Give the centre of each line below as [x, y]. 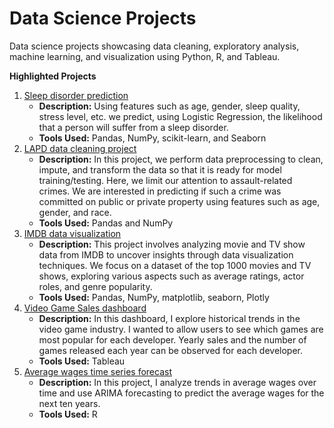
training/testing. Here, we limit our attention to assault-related [165, 180]
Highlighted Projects [53, 76]
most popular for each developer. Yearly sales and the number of [172, 339]
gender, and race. [75, 212]
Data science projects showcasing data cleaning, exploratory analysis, [154, 46]
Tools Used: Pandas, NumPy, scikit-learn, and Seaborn [152, 138]
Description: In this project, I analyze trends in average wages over [177, 382]
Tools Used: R [68, 414]
